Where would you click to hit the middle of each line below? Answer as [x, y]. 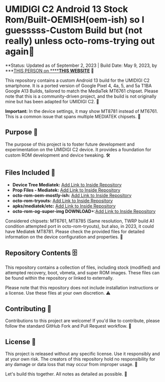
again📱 [20, 52]
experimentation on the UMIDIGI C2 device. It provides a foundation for [78, 149]
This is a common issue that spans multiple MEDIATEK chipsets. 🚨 [73, 116]
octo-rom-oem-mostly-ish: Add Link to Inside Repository [72, 195]
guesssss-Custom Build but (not [74, 30]
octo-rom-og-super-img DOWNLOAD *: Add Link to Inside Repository [84, 211]
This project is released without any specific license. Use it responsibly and [82, 354]
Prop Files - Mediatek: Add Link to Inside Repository [66, 190]
